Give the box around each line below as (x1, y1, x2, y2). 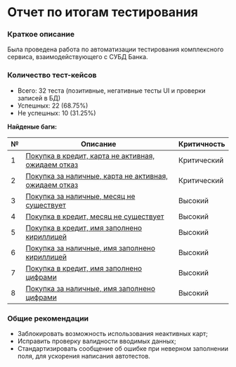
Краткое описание (7, 30, 75, 39)
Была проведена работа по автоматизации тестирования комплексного (7, 45, 224, 53)
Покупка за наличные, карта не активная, (25, 171, 169, 181)
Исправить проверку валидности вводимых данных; (17, 337, 177, 345)
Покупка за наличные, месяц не (25, 191, 136, 201)
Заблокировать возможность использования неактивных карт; (17, 330, 209, 338)
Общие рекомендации (7, 314, 89, 323)
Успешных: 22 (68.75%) (17, 101, 88, 110)
